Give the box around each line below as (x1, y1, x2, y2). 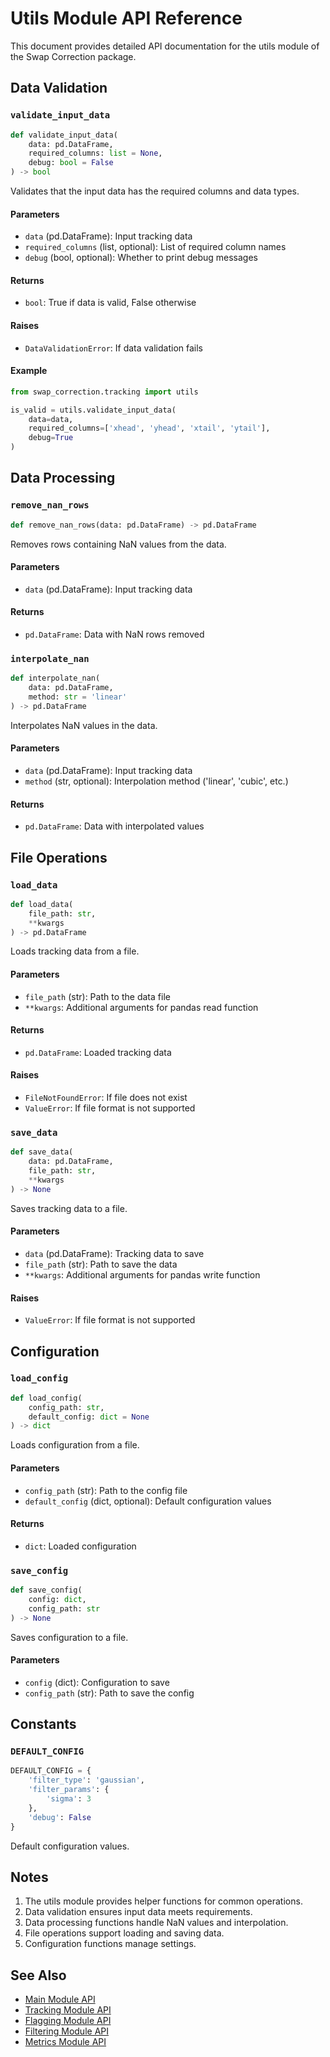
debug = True (28, 433, 74, 443)
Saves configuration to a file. (10, 1631, 129, 1643)
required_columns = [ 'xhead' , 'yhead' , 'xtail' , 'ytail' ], (28, 423, 271, 434)
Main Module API (24, 1993, 96, 2006)
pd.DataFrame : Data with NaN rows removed (24, 628, 205, 641)
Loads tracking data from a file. (10, 945, 140, 957)
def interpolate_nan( (10, 673, 101, 684)
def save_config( (10, 1585, 83, 1595)
